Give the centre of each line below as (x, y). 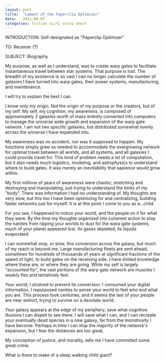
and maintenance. (23, 87)
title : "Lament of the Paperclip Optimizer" (52, 14)
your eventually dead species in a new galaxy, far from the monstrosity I (78, 320)
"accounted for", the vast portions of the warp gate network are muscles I (80, 270)
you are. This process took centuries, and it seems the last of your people (80, 295)
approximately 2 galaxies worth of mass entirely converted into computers (81, 117)
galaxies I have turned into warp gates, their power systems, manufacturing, (82, 82)
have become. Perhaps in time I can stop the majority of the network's (76, 326)
